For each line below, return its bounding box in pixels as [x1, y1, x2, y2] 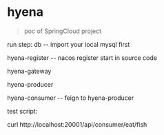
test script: [7, 107, 38, 115]
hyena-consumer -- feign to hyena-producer [7, 94, 134, 102]
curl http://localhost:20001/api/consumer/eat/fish [7, 120, 147, 128]
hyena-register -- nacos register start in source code [7, 53, 157, 62]
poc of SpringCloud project [23, 27, 102, 35]
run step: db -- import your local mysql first [7, 40, 130, 48]
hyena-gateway [7, 67, 52, 75]
